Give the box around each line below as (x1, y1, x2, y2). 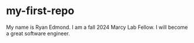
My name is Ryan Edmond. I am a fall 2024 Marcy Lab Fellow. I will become (6, 24, 188, 31)
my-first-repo (6, 4, 75, 18)
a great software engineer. (6, 29, 71, 37)
